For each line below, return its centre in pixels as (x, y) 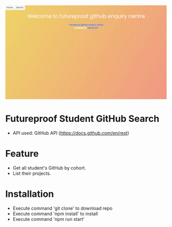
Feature (22, 153)
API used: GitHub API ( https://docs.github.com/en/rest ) (71, 133)
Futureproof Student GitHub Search (82, 119)
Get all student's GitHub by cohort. (49, 168)
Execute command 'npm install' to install (55, 214)
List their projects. (32, 173)
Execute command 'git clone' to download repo (62, 208)
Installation (30, 194)
